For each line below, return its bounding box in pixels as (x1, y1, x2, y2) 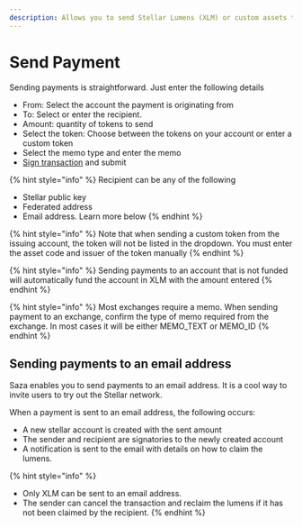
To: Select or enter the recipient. (22, 109, 142, 120)
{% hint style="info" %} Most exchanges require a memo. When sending (9, 301, 279, 312)
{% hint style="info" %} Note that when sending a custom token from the (9, 228, 280, 239)
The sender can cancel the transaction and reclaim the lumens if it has (22, 497, 283, 509)
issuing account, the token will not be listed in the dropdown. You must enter (9, 238, 293, 249)
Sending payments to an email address (9, 356, 232, 371)
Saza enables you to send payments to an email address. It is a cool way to (9, 380, 288, 391)
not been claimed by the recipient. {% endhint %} (22, 507, 207, 518)
